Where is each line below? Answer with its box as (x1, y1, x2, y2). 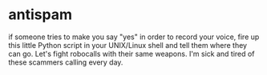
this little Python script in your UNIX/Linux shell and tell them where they (8, 40, 247, 49)
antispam (8, 6, 72, 24)
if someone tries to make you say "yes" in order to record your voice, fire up (8, 32, 260, 41)
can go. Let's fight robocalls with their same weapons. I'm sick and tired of (8, 49, 255, 58)
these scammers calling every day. (8, 57, 123, 67)
